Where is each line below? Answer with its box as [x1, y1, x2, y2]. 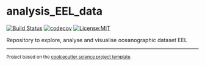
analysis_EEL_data [6, 4, 103, 18]
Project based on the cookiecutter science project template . [6, 54, 132, 60]
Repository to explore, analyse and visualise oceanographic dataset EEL [6, 36, 188, 43]
